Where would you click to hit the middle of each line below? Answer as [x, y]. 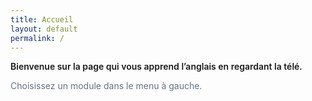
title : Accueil [42, 19]
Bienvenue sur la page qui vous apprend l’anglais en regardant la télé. [156, 67]
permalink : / [37, 38]
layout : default [44, 29]
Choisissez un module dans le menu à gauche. [106, 86]
